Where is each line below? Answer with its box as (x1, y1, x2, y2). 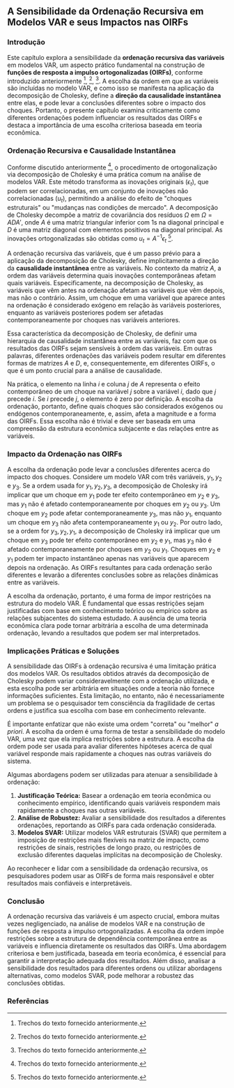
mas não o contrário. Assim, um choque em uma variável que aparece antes (7, 294, 226, 302)
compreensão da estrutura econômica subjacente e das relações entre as (7, 425, 219, 433)
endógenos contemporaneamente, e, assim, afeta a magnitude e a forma (7, 409, 217, 418)
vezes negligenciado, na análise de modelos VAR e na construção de (7, 920, 205, 928)
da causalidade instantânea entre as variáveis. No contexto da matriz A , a (7, 264, 221, 273)
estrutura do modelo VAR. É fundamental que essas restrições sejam (7, 599, 205, 607)
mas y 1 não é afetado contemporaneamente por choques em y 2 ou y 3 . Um (7, 500, 221, 510)
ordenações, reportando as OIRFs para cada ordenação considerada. (17, 821, 217, 829)
